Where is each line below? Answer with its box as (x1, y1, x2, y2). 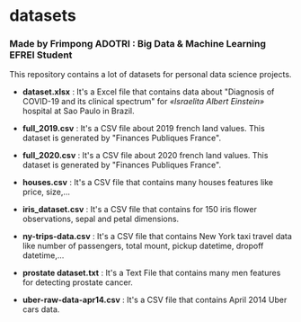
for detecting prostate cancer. (22, 277, 133, 288)
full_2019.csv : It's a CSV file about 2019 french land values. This (22, 123, 265, 134)
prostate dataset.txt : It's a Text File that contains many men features (22, 267, 281, 279)
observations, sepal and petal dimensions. (22, 213, 180, 225)
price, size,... (22, 186, 70, 198)
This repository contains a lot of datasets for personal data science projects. (9, 69, 292, 80)
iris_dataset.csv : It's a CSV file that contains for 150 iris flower (22, 204, 258, 215)
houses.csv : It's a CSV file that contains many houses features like (22, 177, 274, 188)
